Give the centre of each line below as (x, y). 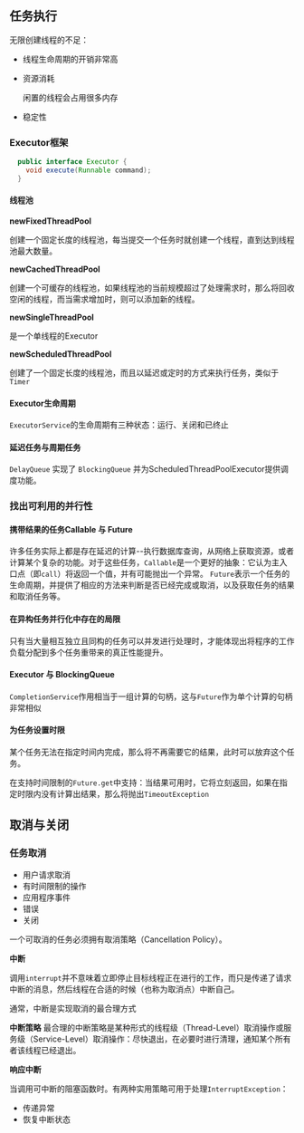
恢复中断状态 (46, 1119)
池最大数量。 (33, 251)
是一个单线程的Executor (54, 336)
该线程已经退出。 (49, 1050)
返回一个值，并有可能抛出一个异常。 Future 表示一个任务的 (181, 574)
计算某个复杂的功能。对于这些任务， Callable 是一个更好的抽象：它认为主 (145, 562)
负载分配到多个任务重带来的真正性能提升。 (89, 652)
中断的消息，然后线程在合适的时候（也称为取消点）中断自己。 (124, 989)
